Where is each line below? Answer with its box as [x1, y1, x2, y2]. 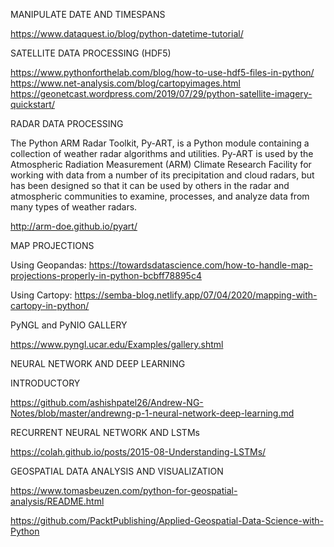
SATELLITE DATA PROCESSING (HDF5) [10, 47, 172, 59]
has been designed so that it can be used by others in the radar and [10, 180, 290, 191]
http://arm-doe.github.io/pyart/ [10, 220, 138, 232]
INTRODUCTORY [10, 377, 81, 389]
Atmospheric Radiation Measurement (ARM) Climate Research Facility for [10, 159, 312, 170]
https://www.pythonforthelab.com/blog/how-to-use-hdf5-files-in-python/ [10, 67, 315, 78]
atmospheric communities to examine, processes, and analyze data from [10, 190, 310, 202]
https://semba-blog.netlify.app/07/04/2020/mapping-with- [74, 289, 318, 301]
